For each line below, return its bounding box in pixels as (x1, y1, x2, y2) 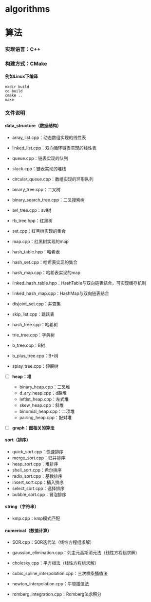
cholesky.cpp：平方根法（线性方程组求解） (12, 560, 99, 566)
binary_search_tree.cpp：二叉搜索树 (12, 197, 85, 202)
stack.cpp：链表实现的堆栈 (12, 165, 67, 172)
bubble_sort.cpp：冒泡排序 (12, 491, 67, 497)
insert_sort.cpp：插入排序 (12, 479, 64, 485)
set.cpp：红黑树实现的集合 (12, 228, 66, 234)
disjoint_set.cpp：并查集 (12, 301, 61, 307)
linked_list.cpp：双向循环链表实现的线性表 (12, 145, 96, 151)
